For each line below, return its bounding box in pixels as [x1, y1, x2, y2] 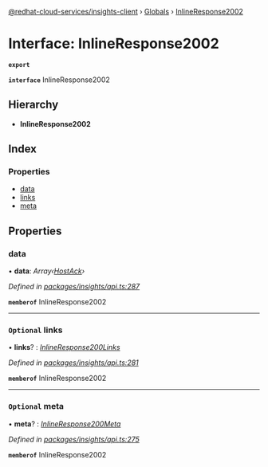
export [8, 61, 30, 69]
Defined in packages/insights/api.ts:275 [8, 434, 140, 444]
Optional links [8, 324, 63, 336]
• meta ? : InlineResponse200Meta [8, 418, 121, 429]
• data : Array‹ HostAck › [8, 266, 85, 276]
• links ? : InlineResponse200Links [8, 343, 121, 352]
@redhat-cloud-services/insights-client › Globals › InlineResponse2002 [8, 7, 243, 16]
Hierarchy [8, 98, 59, 112]
